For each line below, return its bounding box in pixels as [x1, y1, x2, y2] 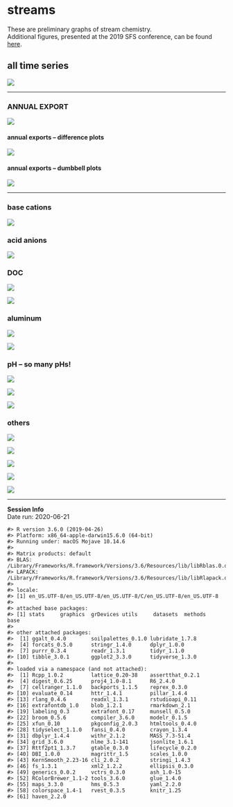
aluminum [7, 314, 42, 323]
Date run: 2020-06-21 [7, 513, 70, 521]
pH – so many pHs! [7, 359, 71, 369]
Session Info [7, 505, 44, 513]
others [7, 418, 30, 427]
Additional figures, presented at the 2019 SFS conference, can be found [7, 32, 213, 40]
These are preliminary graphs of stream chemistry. [7, 25, 153, 33]
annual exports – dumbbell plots [7, 164, 102, 172]
